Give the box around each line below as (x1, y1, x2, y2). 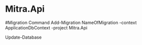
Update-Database (5, 34, 42, 40)
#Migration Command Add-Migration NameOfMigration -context (5, 20, 137, 25)
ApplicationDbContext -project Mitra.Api (5, 24, 88, 30)
